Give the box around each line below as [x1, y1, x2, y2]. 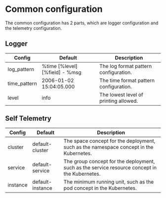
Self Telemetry [5, 114, 52, 123]
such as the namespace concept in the [63, 143, 154, 150]
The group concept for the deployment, [63, 158, 155, 165]
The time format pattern [99, 77, 155, 84]
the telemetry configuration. [5, 25, 62, 31]
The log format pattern [99, 63, 152, 69]
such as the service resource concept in [63, 164, 157, 171]
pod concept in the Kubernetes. [63, 185, 137, 192]
